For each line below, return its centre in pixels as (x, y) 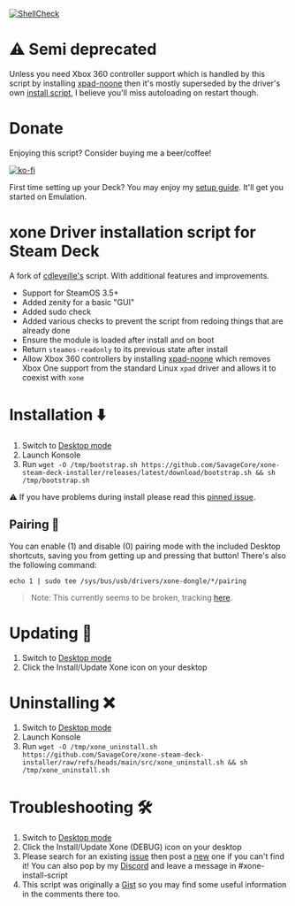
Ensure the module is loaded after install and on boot (118, 340)
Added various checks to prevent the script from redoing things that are (153, 321)
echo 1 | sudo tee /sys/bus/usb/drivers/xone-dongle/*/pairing (128, 581)
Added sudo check (56, 311)
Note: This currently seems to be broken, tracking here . (132, 597)
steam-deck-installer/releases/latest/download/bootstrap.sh (137, 472)
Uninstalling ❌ (62, 703)
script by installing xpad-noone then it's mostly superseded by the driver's (145, 83)
